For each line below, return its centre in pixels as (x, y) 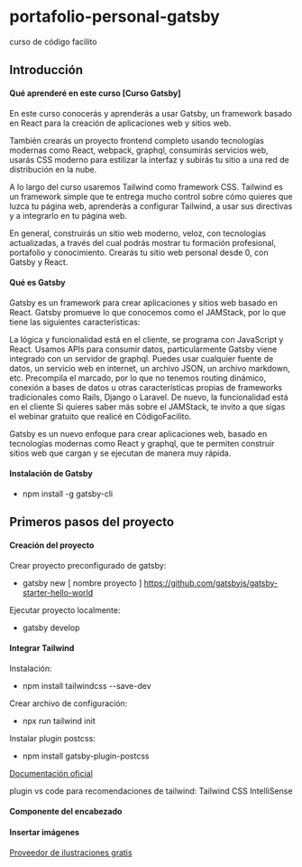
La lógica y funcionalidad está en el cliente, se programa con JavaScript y (146, 339)
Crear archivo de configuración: (69, 703)
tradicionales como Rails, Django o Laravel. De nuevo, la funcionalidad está (149, 397)
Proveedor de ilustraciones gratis (71, 853)
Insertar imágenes (44, 832)
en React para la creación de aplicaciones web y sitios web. (120, 123)
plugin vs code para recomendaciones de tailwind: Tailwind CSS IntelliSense (151, 791)
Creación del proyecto (52, 545)
